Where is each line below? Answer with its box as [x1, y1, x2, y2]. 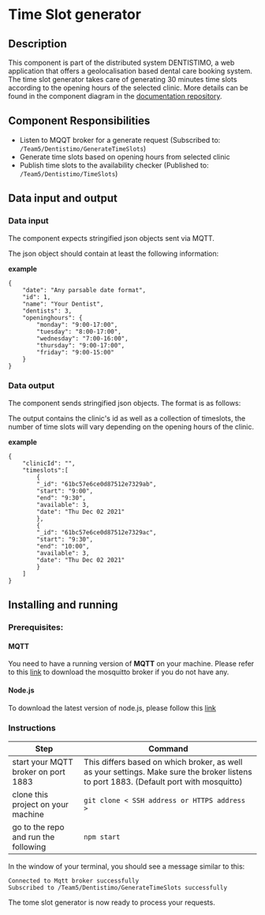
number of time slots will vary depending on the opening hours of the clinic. [8, 422, 255, 431]
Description [8, 37, 67, 51]
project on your [12, 799, 69, 810]
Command [148, 743, 188, 754]
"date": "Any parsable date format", [22, 286, 147, 294]
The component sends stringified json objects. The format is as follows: [8, 398, 241, 407]
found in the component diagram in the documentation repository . [8, 92, 222, 100]
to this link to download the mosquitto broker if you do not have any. [8, 667, 230, 677]
